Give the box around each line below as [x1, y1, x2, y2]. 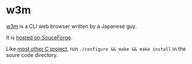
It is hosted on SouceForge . [6, 34, 73, 41]
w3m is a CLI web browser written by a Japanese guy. [6, 23, 137, 30]
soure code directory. [6, 51, 59, 58]
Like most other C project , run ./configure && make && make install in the [6, 45, 186, 52]
